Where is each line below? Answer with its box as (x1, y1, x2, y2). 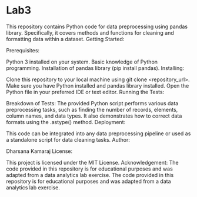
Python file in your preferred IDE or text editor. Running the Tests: (6, 88, 165, 95)
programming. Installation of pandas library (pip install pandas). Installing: (6, 64, 185, 71)
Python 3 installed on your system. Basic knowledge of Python (6, 58, 158, 65)
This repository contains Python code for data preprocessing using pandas (6, 23, 188, 30)
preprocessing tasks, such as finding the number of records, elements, (6, 106, 178, 113)
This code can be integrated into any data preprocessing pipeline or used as (6, 130, 191, 137)
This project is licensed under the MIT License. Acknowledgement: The (6, 159, 179, 166)
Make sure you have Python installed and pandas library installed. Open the (6, 82, 189, 89)
